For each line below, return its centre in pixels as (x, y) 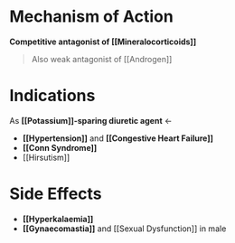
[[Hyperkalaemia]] (58, 219)
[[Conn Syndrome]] (60, 147)
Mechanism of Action (91, 17)
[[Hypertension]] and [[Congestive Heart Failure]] (118, 138)
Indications (52, 96)
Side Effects (56, 194)
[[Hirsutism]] (46, 157)
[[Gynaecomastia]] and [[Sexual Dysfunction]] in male (124, 229)
